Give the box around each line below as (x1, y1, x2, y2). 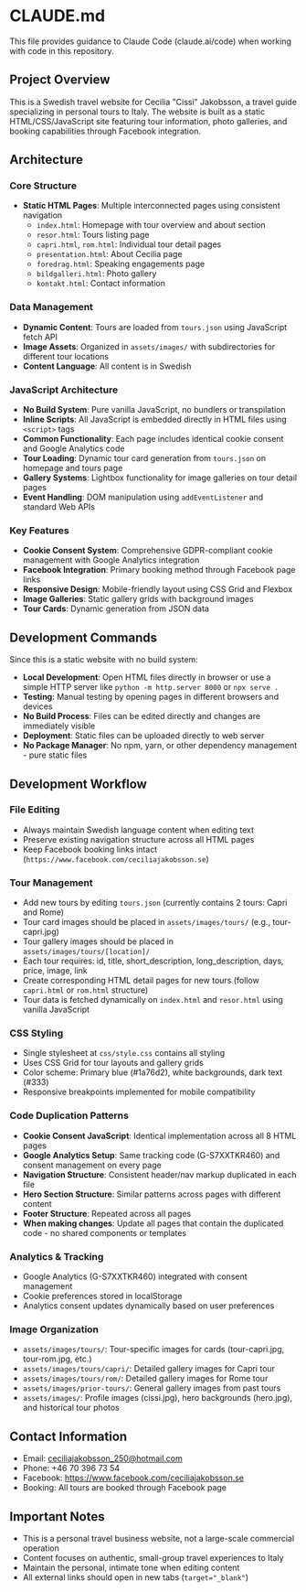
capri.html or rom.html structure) (22, 984, 149, 995)
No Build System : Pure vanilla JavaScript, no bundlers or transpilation (22, 404, 286, 415)
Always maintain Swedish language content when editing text (22, 824, 254, 835)
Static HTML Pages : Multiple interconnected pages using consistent (22, 200, 280, 211)
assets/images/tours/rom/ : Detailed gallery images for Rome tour (22, 1373, 269, 1384)
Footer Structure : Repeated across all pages (22, 1208, 192, 1219)
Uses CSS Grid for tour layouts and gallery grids (22, 1058, 204, 1069)
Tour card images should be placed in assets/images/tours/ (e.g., (22, 917, 271, 928)
